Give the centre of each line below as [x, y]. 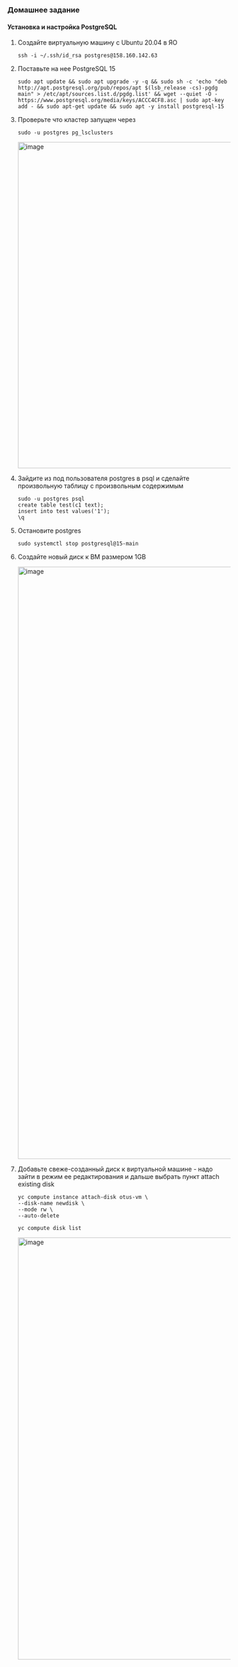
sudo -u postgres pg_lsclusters [65, 133]
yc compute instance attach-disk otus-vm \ [83, 1197]
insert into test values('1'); [64, 511]
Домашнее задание [44, 10]
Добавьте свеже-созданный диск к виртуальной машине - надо [115, 1169]
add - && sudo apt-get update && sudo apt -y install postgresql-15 [121, 107]
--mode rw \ [35, 1210]
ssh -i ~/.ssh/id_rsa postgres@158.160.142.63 [87, 56]
